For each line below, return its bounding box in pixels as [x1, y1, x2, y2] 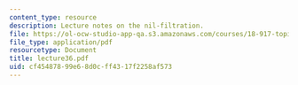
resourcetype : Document [9, 46, 98, 55]
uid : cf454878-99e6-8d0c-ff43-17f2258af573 [9, 63, 173, 72]
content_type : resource [9, 12, 98, 22]
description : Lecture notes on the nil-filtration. [9, 21, 204, 30]
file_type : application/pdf [9, 37, 114, 47]
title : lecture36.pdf [9, 54, 90, 63]
